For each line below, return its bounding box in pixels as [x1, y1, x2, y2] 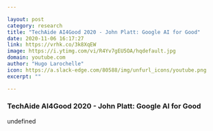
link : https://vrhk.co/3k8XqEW [7, 42, 97, 48]
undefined [7, 117, 36, 125]
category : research [7, 22, 63, 29]
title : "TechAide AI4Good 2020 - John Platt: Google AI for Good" [7, 29, 201, 35]
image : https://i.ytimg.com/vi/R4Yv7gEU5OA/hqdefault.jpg [7, 48, 176, 55]
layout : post [7, 16, 45, 23]
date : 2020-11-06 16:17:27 [7, 35, 84, 42]
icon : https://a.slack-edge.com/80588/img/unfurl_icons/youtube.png [7, 66, 207, 74]
